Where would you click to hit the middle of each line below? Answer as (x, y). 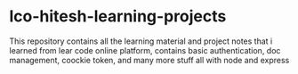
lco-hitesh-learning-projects (118, 16)
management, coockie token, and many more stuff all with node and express (149, 60)
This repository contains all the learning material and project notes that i (141, 41)
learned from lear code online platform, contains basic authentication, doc (145, 50)
